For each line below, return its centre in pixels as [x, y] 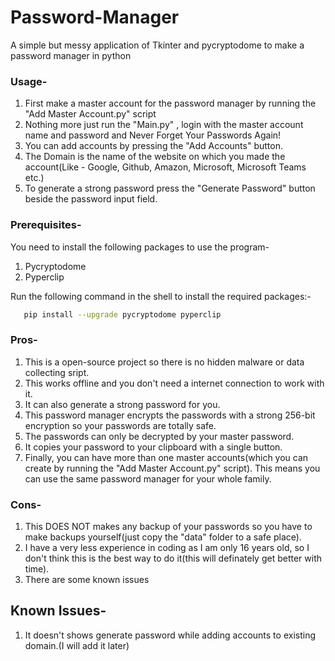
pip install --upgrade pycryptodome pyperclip [122, 314]
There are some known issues [87, 579]
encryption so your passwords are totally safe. [120, 425]
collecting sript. [57, 372]
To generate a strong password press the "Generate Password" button [170, 188]
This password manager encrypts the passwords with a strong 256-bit [170, 415]
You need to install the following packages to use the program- [140, 247]
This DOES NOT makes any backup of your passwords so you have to [168, 526]
